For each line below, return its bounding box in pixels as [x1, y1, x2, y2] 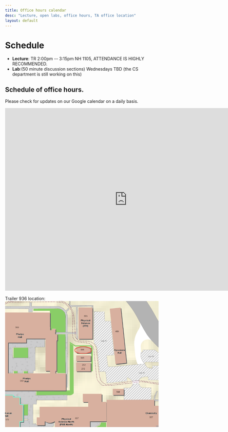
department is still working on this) [12, 71, 82, 77]
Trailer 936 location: [5, 296, 45, 301]
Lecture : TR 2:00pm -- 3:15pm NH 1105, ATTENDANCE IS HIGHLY [12, 56, 145, 62]
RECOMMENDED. [12, 61, 48, 67]
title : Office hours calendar [5, 8, 67, 13]
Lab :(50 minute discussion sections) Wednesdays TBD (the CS [12, 66, 139, 72]
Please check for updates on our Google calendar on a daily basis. [5, 98, 139, 104]
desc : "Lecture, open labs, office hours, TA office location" [5, 13, 136, 18]
